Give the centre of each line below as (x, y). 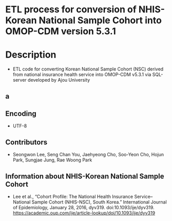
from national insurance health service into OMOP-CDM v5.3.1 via (82, 75)
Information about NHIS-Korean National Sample (85, 176)
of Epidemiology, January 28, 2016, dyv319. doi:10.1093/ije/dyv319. (84, 207)
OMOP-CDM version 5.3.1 (61, 31)
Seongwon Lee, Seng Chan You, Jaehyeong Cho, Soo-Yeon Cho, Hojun (88, 155)
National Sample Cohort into (100, 20)
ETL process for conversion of (71, 10)
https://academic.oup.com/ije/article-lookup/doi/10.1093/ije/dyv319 (84, 213)
